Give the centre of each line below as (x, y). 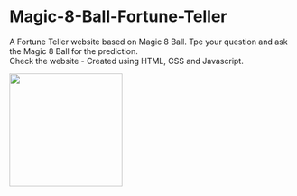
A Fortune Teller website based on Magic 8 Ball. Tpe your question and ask (148, 42)
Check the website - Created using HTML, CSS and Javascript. (126, 61)
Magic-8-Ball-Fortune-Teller (118, 17)
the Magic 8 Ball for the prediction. (74, 51)
